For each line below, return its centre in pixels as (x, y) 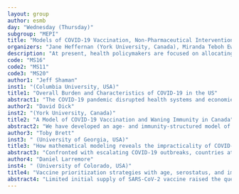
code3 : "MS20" (28, 73)
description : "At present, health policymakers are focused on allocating (121, 54)
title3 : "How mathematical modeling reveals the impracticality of (110, 146)
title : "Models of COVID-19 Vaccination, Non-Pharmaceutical (100, 41)
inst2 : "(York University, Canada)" (62, 113)
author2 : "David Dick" (41, 107)
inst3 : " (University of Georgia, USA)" (68, 139)
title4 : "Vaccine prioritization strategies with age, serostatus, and (116, 172)
